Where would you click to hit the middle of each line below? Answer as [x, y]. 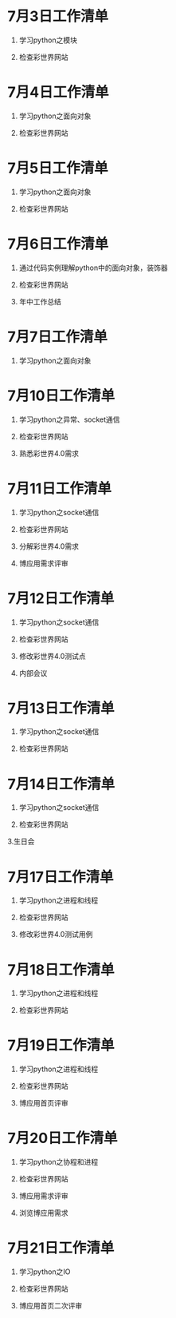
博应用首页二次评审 [51, 1306]
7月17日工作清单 [61, 877]
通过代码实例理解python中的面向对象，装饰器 [93, 268]
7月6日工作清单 [58, 244]
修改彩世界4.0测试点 [52, 656]
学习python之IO [45, 1272]
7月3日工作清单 [58, 16]
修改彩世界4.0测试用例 [56, 935]
